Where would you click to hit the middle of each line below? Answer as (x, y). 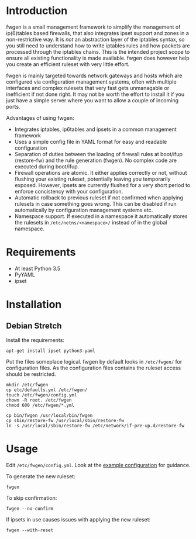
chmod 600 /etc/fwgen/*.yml (40, 405)
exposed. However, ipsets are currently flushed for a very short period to (102, 185)
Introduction (37, 11)
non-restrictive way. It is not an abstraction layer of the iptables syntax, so (95, 39)
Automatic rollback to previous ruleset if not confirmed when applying (99, 198)
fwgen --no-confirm (30, 509)
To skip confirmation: (32, 497)
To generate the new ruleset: (41, 476)
